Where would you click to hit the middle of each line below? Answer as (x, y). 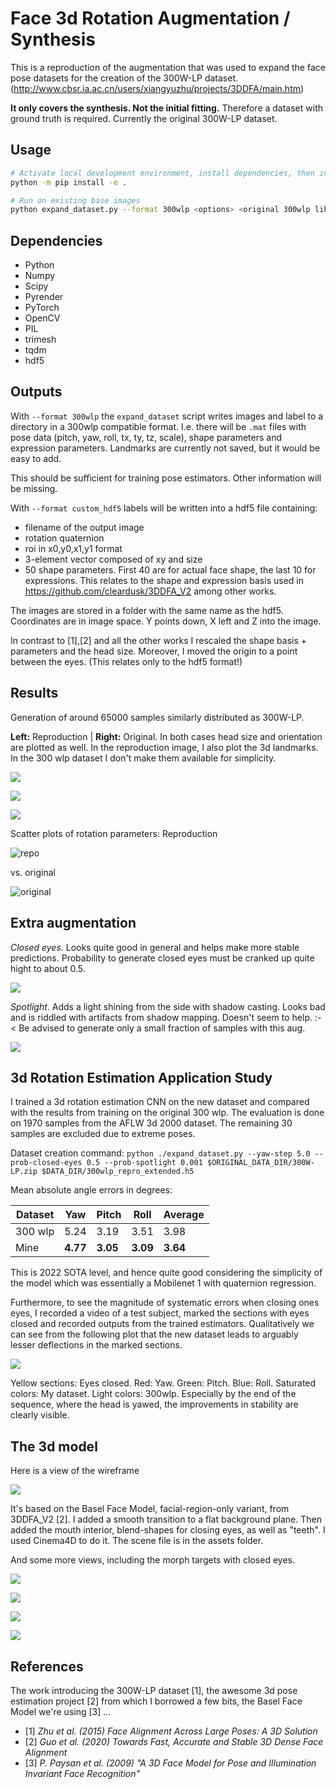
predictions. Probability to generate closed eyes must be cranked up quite (162, 958)
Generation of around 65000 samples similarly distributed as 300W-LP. (157, 717)
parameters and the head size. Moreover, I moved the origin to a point (154, 651)
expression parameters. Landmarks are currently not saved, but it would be (165, 448)
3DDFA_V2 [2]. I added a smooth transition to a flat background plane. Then (166, 1519)
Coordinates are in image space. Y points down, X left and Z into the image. (166, 621)
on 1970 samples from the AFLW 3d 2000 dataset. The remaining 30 (151, 1123)
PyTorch (42, 308)
